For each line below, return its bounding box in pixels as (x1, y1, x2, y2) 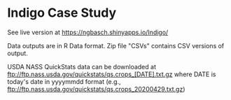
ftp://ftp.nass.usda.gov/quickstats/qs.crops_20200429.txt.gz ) (7, 85, 185, 93)
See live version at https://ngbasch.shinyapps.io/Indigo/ (7, 28, 169, 36)
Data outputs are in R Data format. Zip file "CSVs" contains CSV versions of (7, 41, 225, 50)
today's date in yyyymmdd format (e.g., (7, 77, 121, 85)
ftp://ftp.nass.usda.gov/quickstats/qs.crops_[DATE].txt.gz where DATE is (7, 70, 216, 78)
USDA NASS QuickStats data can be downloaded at (7, 62, 156, 71)
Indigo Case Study (7, 5, 117, 21)
